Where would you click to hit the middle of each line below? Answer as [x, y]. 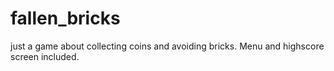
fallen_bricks [65, 18]
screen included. [45, 56]
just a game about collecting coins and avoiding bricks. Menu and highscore [167, 46]
